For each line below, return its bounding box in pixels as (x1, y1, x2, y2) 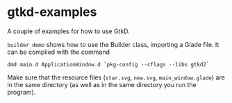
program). (7, 88, 36, 96)
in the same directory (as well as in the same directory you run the (7, 80, 197, 88)
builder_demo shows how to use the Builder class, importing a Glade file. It (7, 40, 219, 48)
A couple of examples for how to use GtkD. (7, 27, 130, 35)
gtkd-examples (7, 4, 97, 20)
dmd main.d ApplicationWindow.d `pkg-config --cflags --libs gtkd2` (7, 61, 210, 68)
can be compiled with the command (7, 48, 110, 56)
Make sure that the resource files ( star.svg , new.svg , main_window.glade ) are (7, 73, 226, 82)
